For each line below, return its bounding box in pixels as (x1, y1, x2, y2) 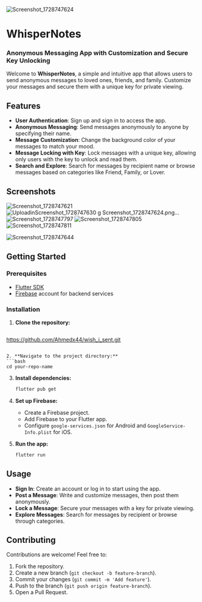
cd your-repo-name (6, 364, 53, 370)
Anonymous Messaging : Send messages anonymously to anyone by (15, 124, 189, 131)
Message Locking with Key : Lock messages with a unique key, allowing (15, 149, 197, 156)
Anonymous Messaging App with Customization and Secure (6, 49, 189, 57)
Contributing (6, 535, 56, 545)
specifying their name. (15, 130, 72, 137)
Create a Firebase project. (24, 408, 90, 416)
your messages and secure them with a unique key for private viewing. (6, 83, 184, 91)
